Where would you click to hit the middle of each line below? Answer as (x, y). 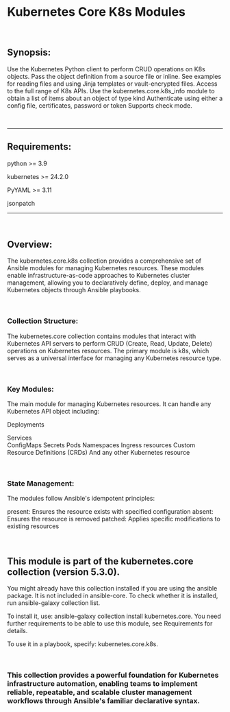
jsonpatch (21, 203)
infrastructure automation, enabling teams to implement (102, 684)
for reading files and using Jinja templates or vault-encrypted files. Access (112, 84)
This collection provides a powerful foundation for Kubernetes (113, 675)
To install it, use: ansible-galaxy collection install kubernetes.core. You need (114, 616)
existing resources (33, 526)
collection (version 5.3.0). (64, 572)
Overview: (30, 244)
